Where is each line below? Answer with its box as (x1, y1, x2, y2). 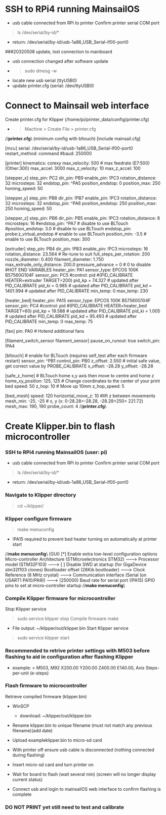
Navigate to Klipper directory (5, 492, 77, 499)
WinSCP (12, 703, 30, 709)
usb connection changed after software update (12, 58, 109, 64)
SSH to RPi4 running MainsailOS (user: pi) (5, 449, 108, 456)
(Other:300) (5, 165, 30, 171)
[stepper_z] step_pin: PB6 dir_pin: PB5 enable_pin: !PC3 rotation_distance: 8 (5, 215, 160, 221)
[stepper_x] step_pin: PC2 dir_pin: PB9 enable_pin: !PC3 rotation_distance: (5, 175, 157, 181)
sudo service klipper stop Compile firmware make (17, 615, 119, 622)
